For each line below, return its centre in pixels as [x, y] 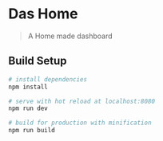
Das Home [43, 14]
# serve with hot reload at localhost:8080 [82, 101]
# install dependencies [48, 79]
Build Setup [38, 61]
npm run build [32, 131]
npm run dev [28, 108]
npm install [28, 87]
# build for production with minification [80, 123]
